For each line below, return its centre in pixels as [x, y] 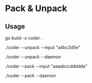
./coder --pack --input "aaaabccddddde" [46, 66]
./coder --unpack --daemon [33, 57]
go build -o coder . [24, 38]
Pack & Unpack [36, 8]
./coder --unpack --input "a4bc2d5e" [43, 47]
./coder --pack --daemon [30, 75]
